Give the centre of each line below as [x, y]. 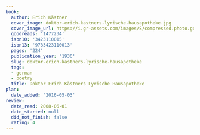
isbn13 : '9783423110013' [42, 45]
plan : [12, 90]
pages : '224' [27, 51]
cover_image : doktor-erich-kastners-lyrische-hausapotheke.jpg [91, 23]
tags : [18, 67]
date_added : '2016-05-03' [43, 95]
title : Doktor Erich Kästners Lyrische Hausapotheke [78, 84]
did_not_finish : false [39, 117]
